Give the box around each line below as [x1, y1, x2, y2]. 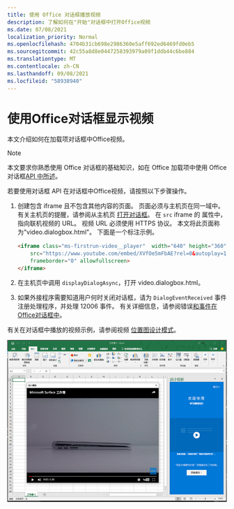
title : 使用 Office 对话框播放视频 [7, 11, 101, 18]
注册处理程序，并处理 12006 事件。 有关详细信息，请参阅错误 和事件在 [17, 302, 218, 310]
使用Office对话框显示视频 [7, 110, 154, 126]
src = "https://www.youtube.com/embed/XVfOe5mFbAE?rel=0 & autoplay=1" [30, 250, 230, 258]
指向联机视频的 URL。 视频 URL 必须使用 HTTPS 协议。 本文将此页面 [17, 219, 214, 228]
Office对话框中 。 [17, 311, 66, 319]
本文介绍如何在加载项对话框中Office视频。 [7, 135, 129, 143]
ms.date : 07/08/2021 [7, 26, 68, 33]
